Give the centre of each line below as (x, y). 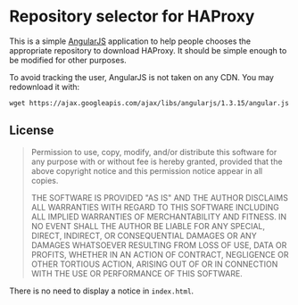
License (32, 131)
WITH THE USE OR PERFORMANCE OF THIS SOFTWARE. (137, 273)
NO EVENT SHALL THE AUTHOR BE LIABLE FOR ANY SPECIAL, (148, 226)
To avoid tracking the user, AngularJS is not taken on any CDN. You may (142, 77)
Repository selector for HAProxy (132, 16)
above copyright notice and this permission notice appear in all (147, 170)
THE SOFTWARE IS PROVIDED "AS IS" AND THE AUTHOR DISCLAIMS (159, 197)
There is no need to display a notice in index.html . (102, 291)
